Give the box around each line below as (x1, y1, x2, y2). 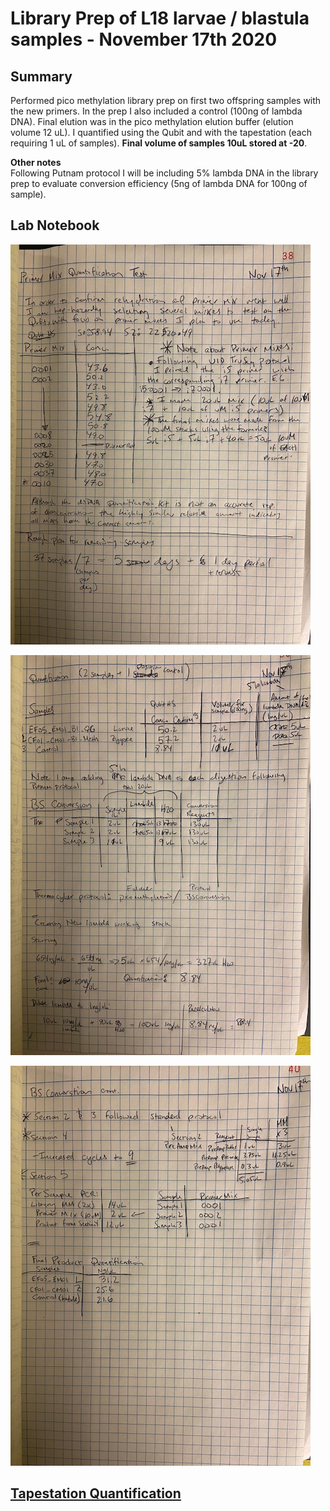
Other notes (10, 157, 62, 168)
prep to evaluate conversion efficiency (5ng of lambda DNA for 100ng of (10, 178, 308, 189)
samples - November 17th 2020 (10, 28, 278, 51)
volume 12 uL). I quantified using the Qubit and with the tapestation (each (10, 127, 312, 138)
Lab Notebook (10, 217, 100, 234)
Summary (10, 68, 73, 85)
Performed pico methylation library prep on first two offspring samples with (10, 95, 322, 106)
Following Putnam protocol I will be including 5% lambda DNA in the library (10, 167, 319, 179)
